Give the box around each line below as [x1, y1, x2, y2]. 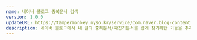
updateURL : [6, 19, 33, 25]
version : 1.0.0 [6, 14, 44, 20]
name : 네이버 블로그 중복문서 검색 [6, 8, 78, 15]
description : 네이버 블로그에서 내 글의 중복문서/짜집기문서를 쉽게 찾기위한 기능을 [6, 25, 182, 31]
